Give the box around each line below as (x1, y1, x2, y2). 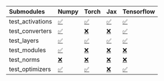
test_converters (9, 27, 52, 35)
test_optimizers (9, 65, 52, 73)
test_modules (9, 46, 46, 54)
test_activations (9, 18, 53, 25)
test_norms (9, 56, 40, 63)
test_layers (9, 36, 39, 45)
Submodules (9, 8, 45, 15)
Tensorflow (122, 8, 155, 15)
